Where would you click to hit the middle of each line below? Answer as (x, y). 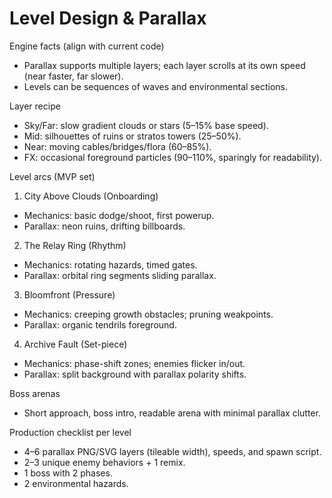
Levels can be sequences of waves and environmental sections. (155, 86)
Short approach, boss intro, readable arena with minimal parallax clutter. (172, 413)
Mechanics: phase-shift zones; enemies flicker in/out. (134, 363)
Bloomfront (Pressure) (69, 294)
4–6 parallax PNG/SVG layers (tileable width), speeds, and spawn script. (172, 451)
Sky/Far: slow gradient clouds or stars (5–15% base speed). (146, 125)
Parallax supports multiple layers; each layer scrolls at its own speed (164, 65)
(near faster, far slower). (73, 76)
